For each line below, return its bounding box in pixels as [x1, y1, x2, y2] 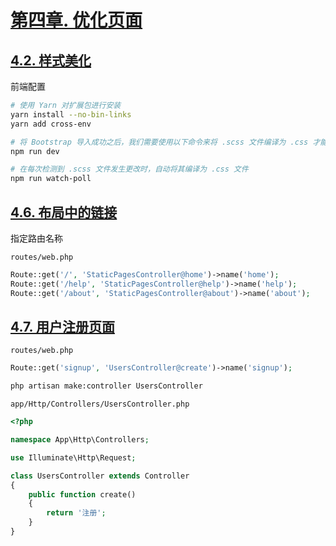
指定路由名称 [10, 232, 63, 244]
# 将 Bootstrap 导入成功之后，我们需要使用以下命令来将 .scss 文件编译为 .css [10, 137, 309, 147]
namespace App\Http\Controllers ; [10, 435, 150, 445]
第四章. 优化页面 [10, 9, 143, 32]
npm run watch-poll [10, 174, 92, 184]
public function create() [28, 489, 137, 500]
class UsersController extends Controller [10, 471, 190, 481]
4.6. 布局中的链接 [10, 204, 118, 221]
